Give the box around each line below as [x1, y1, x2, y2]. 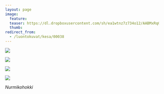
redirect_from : [5, 30, 36, 35]
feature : [9, 16, 27, 21]
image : [5, 12, 19, 17]
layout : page [5, 7, 32, 12]
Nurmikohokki [5, 84, 33, 90]
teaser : [9, 20, 25, 26]
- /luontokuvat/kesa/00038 [9, 35, 64, 39]
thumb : [9, 25, 23, 30]
